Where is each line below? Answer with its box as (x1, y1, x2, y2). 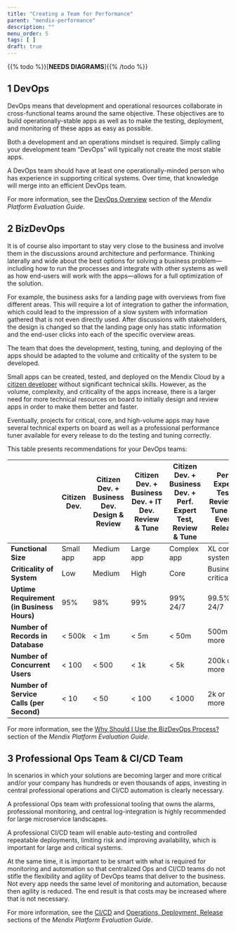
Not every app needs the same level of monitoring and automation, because (7, 880, 227, 888)
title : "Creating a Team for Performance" (7, 10, 133, 18)
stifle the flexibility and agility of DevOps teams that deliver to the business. (7, 872, 226, 881)
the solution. (7, 279, 44, 288)
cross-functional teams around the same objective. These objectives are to (7, 109, 225, 117)
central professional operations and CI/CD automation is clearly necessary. (7, 787, 225, 795)
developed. (7, 359, 40, 367)
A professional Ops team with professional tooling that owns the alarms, (7, 800, 216, 808)
